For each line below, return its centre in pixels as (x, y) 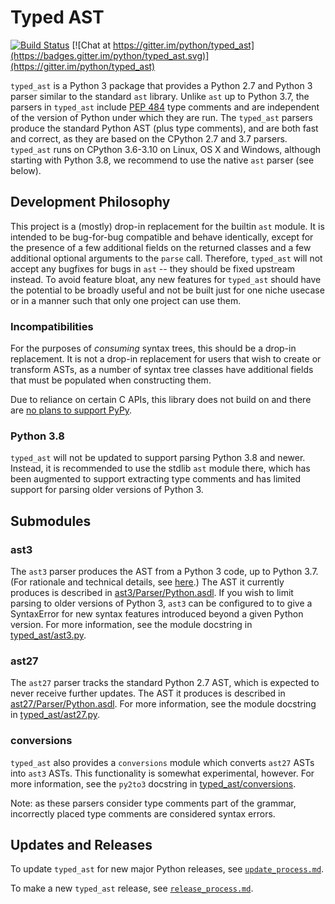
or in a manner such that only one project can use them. (126, 300)
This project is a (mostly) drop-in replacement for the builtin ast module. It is (167, 226)
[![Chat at (91, 45)
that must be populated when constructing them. (111, 380)
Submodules (51, 521)
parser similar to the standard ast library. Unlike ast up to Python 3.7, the (160, 96)
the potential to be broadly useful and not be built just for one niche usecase (167, 290)
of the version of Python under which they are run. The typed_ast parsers (161, 117)
